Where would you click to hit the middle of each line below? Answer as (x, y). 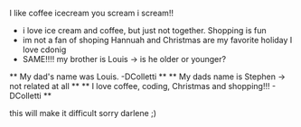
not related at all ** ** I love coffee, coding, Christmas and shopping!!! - (143, 86)
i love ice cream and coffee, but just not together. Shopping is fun (144, 30)
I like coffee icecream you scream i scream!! (92, 13)
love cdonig (44, 50)
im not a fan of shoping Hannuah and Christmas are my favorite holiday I (157, 40)
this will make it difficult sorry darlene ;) (83, 113)
